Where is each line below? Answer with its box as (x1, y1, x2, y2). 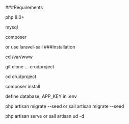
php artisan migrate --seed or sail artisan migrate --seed (5, 103, 124, 109)
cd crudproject (5, 73, 37, 80)
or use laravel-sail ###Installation (5, 44, 75, 50)
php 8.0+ (5, 14, 24, 20)
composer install (5, 84, 40, 89)
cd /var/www (5, 54, 33, 60)
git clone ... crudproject (5, 64, 55, 69)
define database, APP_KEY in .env (5, 93, 78, 99)
